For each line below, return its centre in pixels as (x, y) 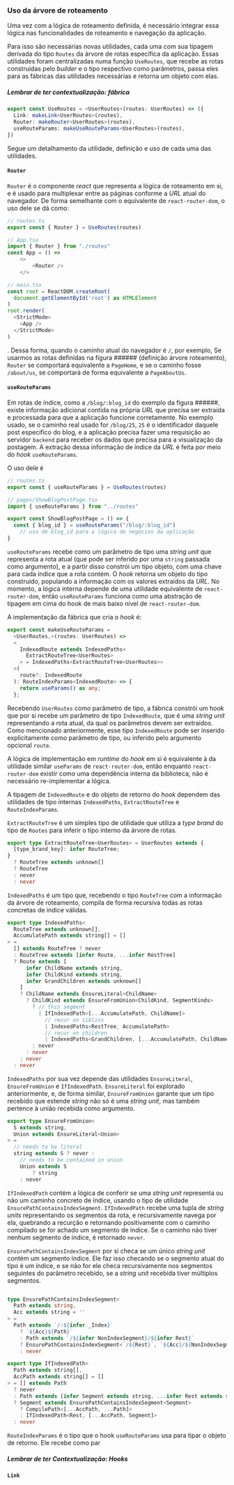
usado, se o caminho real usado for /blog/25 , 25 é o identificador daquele (113, 425)
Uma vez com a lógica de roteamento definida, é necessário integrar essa (113, 26)
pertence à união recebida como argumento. (71, 1108)
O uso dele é (25, 468)
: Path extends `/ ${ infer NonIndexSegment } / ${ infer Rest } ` (107, 1338)
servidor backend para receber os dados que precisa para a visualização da (115, 439)
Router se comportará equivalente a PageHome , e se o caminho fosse (104, 365)
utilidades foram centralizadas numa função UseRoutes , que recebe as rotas (116, 61)
